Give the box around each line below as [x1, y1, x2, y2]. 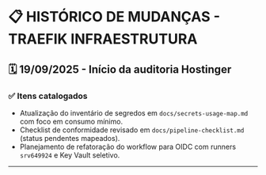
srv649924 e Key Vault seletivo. [19, 150, 120, 160]
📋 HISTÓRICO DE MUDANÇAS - [8, 8, 220, 26]
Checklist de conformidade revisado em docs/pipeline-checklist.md [19, 125, 245, 135]
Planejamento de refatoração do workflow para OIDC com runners [19, 142, 236, 151]
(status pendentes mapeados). [19, 133, 120, 143]
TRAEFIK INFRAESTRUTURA [8, 30, 198, 48]
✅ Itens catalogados [8, 90, 89, 101]
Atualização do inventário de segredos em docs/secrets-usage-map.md [19, 108, 249, 117]
